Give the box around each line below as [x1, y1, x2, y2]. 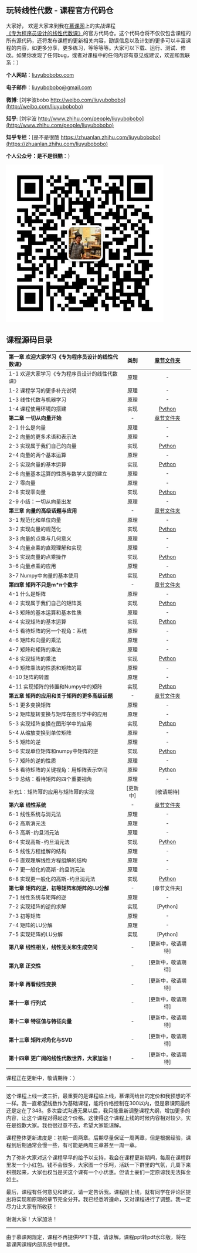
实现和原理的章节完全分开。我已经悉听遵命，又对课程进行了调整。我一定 [16, 1196, 191, 1203]
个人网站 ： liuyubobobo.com [6, 71, 74, 78]
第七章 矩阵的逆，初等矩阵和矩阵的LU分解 [8, 884, 110, 891]
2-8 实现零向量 [8, 488, 46, 495]
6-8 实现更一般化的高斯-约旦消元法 [8, 875, 96, 882]
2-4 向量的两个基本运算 [8, 451, 66, 459]
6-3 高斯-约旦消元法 [8, 829, 60, 836]
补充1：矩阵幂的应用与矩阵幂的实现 [8, 788, 95, 796]
